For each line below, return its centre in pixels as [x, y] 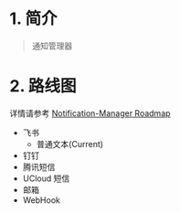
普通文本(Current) [69, 144]
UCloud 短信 [46, 178]
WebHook [42, 200]
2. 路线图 [43, 86]
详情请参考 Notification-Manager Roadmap [90, 113]
